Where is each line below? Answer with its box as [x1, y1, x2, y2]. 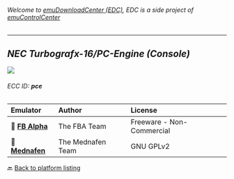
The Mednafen [58, 137, 107, 147]
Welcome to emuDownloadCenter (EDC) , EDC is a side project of [7, 6, 194, 14]
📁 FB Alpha [10, 122, 48, 132]
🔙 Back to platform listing [7, 164, 81, 172]
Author [58, 105, 82, 115]
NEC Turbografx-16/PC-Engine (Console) [7, 47, 190, 59]
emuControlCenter [7, 13, 61, 21]
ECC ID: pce [7, 81, 42, 90]
